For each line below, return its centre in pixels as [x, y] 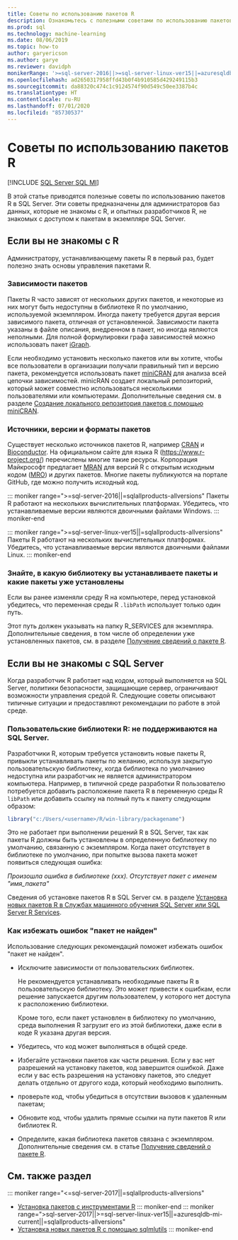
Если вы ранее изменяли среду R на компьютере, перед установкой [112, 597]
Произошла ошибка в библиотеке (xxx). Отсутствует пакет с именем [112, 876]
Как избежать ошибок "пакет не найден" [83, 931]
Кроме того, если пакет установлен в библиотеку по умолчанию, [117, 1018]
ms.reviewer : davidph [39, 67]
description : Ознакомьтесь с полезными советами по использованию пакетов [120, 21]
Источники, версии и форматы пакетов [79, 429]
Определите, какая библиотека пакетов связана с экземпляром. [116, 1139]
